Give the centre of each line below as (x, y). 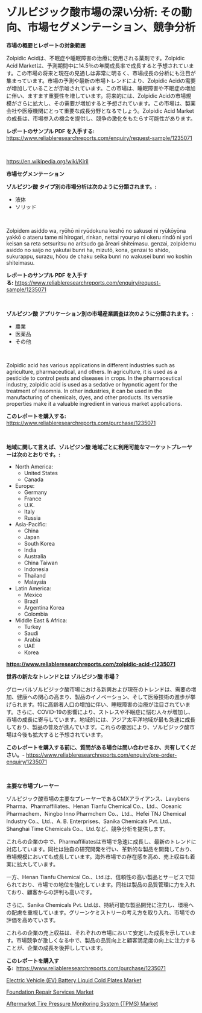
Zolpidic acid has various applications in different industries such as (90, 365)
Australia (35, 556)
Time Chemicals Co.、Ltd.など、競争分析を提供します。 (100, 828)
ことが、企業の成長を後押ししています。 (56, 948)
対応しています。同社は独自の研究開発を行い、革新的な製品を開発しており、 (101, 849)
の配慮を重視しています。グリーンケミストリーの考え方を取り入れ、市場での (101, 912)
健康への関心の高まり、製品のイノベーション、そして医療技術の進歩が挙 (106, 696)
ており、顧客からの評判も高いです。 (51, 892)
